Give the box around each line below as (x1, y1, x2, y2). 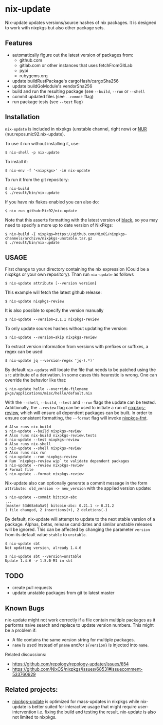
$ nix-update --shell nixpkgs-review (5, 446, 82, 451)
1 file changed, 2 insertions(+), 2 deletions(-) (5, 507, 108, 513)
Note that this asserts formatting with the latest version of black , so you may (5, 217, 158, 223)
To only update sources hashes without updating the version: (5, 326, 128, 331)
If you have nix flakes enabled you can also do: (5, 199, 99, 205)
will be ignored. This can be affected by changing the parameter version (5, 527, 150, 532)
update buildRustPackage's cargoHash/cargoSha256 (12, 78, 119, 84)
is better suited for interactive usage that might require (27, 703, 137, 709)
